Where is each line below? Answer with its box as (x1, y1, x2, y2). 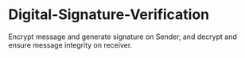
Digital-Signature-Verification (8, 6, 210, 24)
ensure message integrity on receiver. (8, 40, 133, 49)
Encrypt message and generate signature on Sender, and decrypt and (8, 32, 237, 41)
